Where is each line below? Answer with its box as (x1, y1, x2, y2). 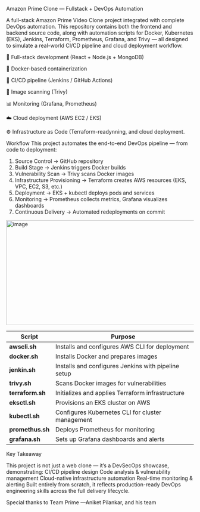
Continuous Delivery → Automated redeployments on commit (14, 208, 165, 215)
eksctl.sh (9, 399, 36, 406)
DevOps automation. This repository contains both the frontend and (6, 23, 173, 30)
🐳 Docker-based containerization (6, 65, 87, 72)
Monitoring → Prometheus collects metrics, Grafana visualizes (14, 196, 168, 202)
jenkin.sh (9, 366, 36, 374)
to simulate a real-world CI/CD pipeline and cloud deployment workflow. (6, 42, 183, 49)
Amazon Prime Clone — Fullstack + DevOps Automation (6, 5, 143, 12)
